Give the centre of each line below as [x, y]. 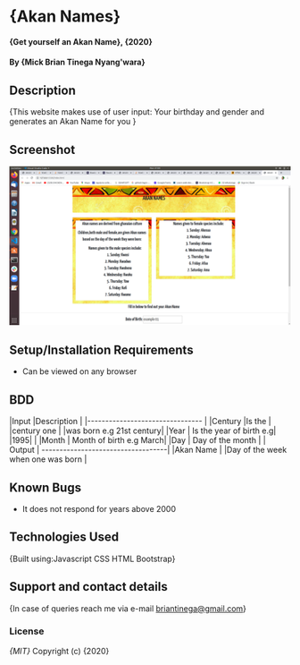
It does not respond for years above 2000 [99, 508]
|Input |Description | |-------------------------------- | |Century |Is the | [140, 422]
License [27, 631]
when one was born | [48, 459]
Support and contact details [88, 587]
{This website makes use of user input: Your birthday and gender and [137, 112]
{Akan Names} [65, 17]
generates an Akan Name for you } [73, 122]
